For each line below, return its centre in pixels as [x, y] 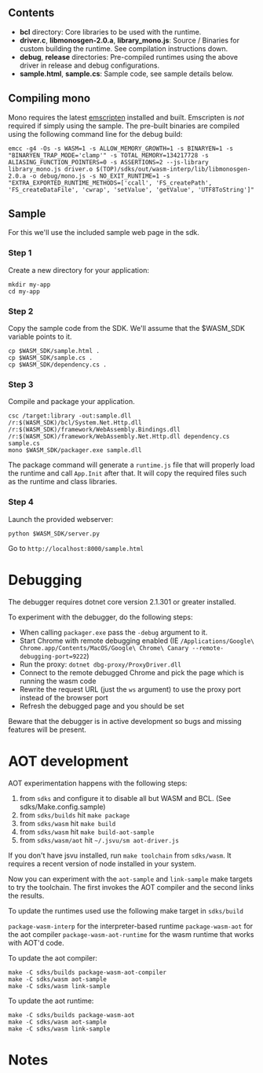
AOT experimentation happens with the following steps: [98, 783]
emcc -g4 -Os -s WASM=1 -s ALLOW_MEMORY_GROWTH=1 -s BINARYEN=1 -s [121, 149]
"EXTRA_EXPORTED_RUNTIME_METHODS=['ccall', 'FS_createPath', [110, 183]
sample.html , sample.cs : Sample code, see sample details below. [126, 73]
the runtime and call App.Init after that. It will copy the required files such [128, 473]
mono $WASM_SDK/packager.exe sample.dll [75, 450]
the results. [26, 895]
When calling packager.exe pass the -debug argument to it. [113, 632]
